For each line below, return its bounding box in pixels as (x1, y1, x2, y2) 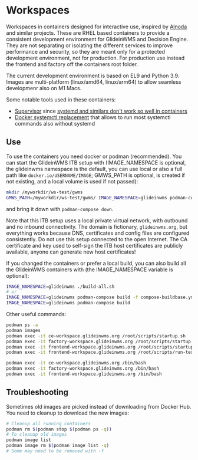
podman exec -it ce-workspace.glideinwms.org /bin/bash (6, 360, 146, 366)
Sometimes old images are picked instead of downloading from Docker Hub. (6, 403, 192, 410)
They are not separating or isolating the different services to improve (6, 42, 173, 49)
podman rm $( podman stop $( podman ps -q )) (6, 426, 112, 432)
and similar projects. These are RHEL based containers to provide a (6, 29, 170, 36)
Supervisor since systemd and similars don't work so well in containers (14, 107, 187, 114)
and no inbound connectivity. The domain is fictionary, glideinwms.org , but (6, 223, 187, 230)
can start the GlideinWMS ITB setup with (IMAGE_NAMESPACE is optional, (6, 159, 186, 166)
